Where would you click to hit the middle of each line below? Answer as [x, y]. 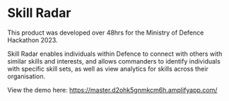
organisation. [27, 76]
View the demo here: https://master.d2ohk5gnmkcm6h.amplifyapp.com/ [112, 90]
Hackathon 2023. [33, 40]
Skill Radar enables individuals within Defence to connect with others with [115, 54]
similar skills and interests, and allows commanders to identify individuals [114, 61]
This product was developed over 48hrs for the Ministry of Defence [106, 32]
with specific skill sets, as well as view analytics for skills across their [108, 69]
